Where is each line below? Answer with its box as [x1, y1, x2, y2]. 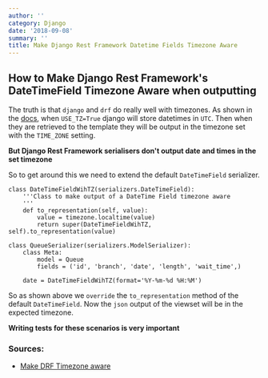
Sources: [8, 343, 45, 354]
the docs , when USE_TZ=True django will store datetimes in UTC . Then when [8, 113, 253, 123]
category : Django [8, 19, 66, 27]
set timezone [8, 154, 53, 164]
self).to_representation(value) [8, 227, 116, 235]
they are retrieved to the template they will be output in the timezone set [8, 122, 246, 131]
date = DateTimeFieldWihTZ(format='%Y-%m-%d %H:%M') [22, 276, 202, 284]
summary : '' [8, 34, 48, 42]
